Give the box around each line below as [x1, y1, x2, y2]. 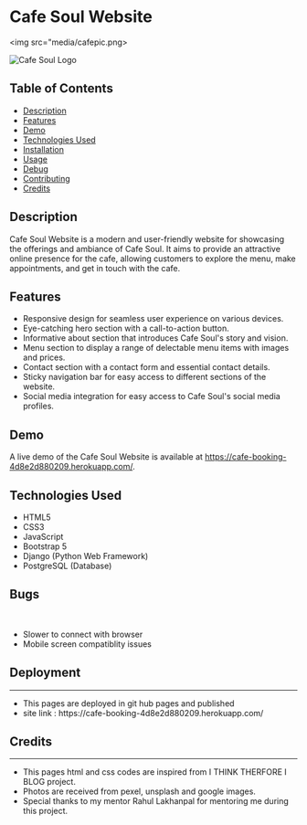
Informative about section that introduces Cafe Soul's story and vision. [22, 333, 289, 344]
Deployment [9, 665, 81, 681]
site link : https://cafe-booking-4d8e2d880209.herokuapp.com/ [22, 707, 264, 718]
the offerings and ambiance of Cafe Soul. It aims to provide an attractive [9, 243, 281, 254]
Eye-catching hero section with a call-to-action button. [22, 323, 230, 334]
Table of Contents [9, 80, 114, 97]
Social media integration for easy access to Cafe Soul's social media [22, 391, 281, 402]
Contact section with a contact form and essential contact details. [22, 362, 271, 373]
